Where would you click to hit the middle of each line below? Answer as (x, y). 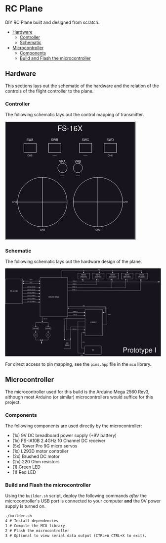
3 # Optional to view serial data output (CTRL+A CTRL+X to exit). (76, 536)
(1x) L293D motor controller (40, 451)
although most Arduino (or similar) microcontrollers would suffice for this (79, 397)
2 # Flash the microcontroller (37, 531)
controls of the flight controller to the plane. (49, 91)
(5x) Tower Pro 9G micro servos (45, 445)
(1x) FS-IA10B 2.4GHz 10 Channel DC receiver (59, 441)
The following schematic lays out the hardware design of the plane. (74, 262)
